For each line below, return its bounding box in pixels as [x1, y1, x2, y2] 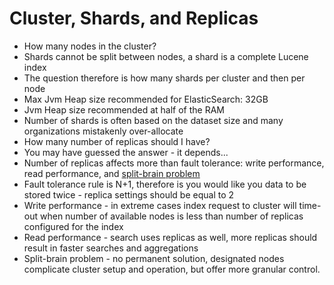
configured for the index [23, 220, 124, 232]
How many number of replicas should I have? [23, 135, 211, 147]
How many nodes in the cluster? [23, 40, 157, 52]
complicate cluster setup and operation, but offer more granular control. [23, 263, 321, 275]
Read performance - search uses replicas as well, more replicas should [23, 231, 318, 243]
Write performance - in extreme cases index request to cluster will [23, 199, 297, 211]
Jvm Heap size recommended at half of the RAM [23, 103, 225, 116]
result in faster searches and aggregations [23, 242, 199, 254]
